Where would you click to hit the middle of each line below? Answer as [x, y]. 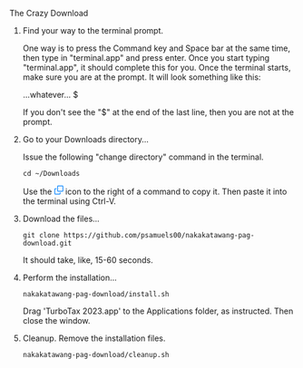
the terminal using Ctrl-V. [69, 201]
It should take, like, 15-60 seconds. [88, 260]
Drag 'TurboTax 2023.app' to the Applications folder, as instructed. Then [158, 311]
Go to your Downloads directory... [86, 139]
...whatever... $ [50, 95]
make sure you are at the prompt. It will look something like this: [142, 77]
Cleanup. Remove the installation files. [94, 338]
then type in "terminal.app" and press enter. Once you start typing [146, 58]
